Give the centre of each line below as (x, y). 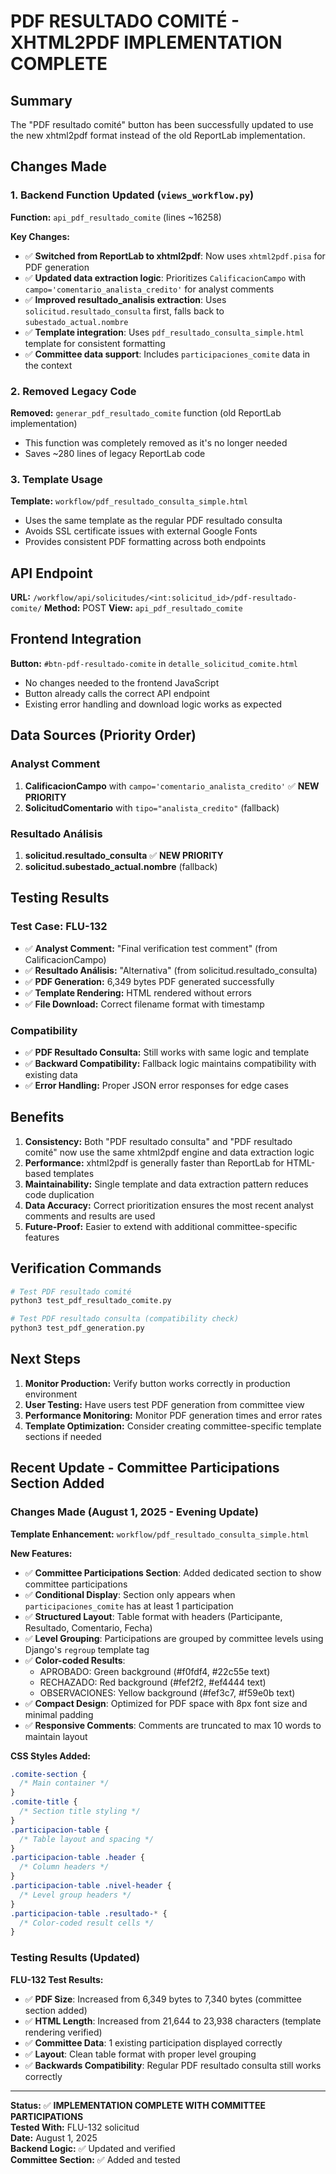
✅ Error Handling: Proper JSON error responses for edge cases (156, 1085)
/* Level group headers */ (75, 1895)
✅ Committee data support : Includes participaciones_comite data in (167, 354)
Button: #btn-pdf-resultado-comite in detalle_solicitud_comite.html (154, 663)
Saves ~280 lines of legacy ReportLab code (115, 453)
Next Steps (45, 1359)
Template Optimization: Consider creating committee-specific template (173, 1426)
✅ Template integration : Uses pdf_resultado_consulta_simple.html (164, 332)
